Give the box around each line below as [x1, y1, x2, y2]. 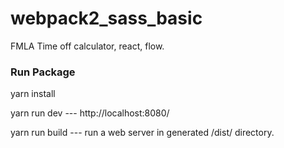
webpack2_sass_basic [10, 7, 203, 30]
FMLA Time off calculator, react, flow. [10, 40, 165, 52]
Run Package [10, 65, 76, 79]
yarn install [10, 88, 56, 100]
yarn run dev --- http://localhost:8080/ [10, 107, 170, 119]
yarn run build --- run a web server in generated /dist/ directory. [10, 127, 275, 139]
